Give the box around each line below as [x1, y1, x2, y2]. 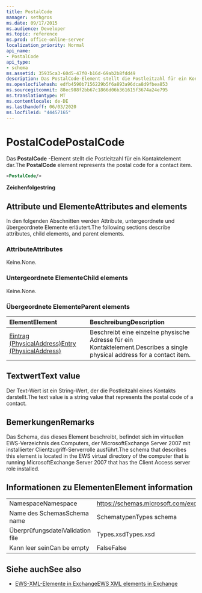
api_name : [6, 48, 31, 54]
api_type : [6, 59, 31, 65]
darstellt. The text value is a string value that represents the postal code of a [6, 393, 194, 400]
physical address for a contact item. [90, 350, 191, 359]
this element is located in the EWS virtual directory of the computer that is [6, 452, 189, 460]
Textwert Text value [6, 371, 81, 382]
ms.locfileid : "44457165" [6, 109, 71, 115]
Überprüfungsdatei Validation [9, 526, 91, 535]
